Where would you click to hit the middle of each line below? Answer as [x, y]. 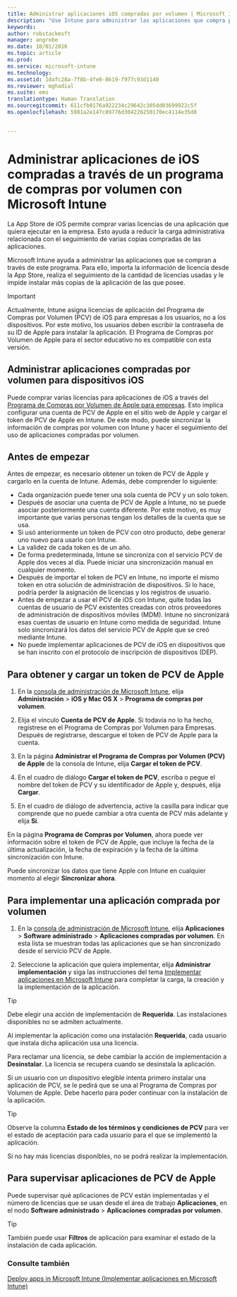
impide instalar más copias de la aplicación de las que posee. [96, 282]
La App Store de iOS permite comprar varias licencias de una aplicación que [118, 223]
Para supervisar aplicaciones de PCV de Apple [112, 1178]
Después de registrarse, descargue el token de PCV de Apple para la [118, 735]
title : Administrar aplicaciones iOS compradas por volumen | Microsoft [116, 14]
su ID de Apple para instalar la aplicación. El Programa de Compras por [110, 332]
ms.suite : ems [28, 92]
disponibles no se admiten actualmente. [65, 1021]
